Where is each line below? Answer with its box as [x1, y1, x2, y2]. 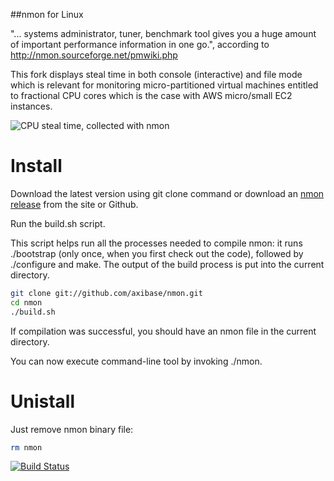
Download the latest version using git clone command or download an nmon [10, 187, 325, 199]
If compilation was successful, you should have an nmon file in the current [10, 325, 317, 337]
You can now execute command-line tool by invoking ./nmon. [10, 355, 263, 367]
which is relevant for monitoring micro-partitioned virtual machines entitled [10, 79, 319, 91]
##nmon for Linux [10, 9, 84, 20]
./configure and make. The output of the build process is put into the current [10, 258, 325, 270]
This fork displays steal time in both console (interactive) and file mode [10, 69, 303, 80]
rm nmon [10, 442, 43, 453]
